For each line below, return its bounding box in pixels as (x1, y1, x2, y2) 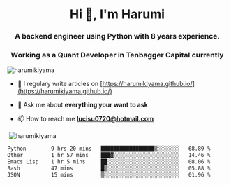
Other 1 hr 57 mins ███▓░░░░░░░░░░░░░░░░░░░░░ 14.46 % (7, 151, 211, 158)
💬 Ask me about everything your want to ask (17, 101, 148, 109)
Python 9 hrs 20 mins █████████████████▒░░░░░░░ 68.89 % (7, 145, 211, 153)
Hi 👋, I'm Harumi (69, 6, 165, 22)
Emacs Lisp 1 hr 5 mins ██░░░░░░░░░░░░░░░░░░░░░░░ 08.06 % (7, 158, 211, 165)
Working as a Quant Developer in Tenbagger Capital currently (10, 50, 224, 60)
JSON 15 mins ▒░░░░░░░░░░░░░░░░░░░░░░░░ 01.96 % (7, 171, 211, 178)
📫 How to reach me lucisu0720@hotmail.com (17, 115, 154, 123)
